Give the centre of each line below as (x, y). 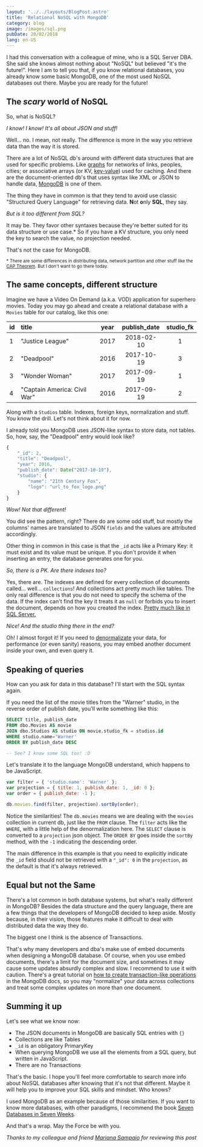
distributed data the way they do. (47, 925)
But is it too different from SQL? (45, 213)
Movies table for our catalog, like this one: (58, 312)
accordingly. (22, 534)
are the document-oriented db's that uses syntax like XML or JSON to (93, 177)
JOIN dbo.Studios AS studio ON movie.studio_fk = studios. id (85, 731)
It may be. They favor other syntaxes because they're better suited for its (97, 225)
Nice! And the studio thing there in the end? (60, 626)
